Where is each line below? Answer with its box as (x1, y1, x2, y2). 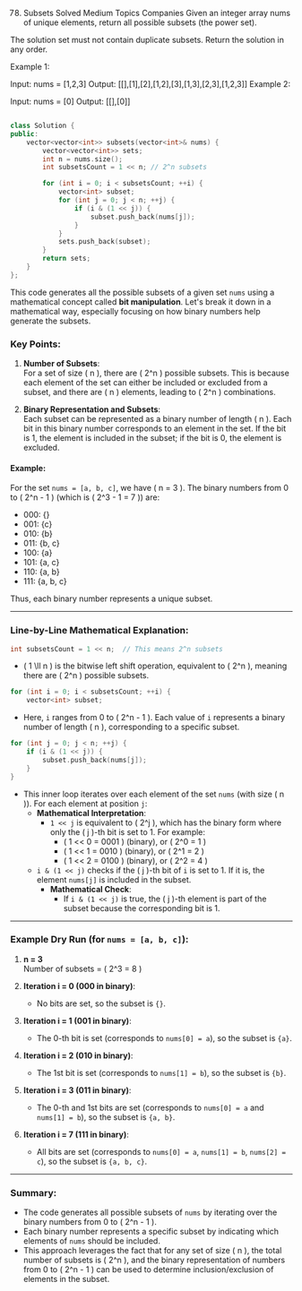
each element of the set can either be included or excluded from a (22, 377, 268, 388)
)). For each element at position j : (22, 797, 148, 809)
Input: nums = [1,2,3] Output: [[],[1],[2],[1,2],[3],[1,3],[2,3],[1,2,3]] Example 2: (10, 79, 290, 89)
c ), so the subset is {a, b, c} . (36, 1156, 148, 1166)
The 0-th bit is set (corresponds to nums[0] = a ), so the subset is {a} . (36, 1032, 292, 1043)
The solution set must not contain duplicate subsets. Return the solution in (10, 35, 285, 45)
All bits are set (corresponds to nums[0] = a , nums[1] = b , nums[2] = (36, 1146, 287, 1157)
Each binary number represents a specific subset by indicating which (22, 1226, 280, 1237)
